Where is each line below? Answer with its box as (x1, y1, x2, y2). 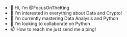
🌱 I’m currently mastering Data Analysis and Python (10, 15, 118, 21)
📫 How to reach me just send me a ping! (10, 26, 96, 32)
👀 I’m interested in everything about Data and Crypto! (10, 10, 122, 16)
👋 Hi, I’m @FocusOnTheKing (10, 5, 70, 10)
